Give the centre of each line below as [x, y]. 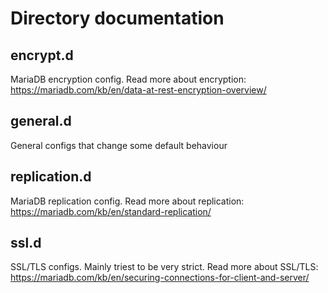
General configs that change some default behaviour [119, 145]
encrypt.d [42, 55]
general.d [41, 121]
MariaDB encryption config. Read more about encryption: [128, 79]
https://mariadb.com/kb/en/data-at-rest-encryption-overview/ [138, 90]
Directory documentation [117, 18]
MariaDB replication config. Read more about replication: [127, 201]
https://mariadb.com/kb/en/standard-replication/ [111, 211]
